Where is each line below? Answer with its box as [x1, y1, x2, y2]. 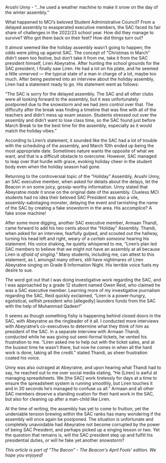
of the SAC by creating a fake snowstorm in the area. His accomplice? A [5, 205, 152, 211]
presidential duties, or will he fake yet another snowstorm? [5, 437, 125, 443]
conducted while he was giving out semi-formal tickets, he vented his [5, 334, 147, 340]
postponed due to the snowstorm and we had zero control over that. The [5, 102, 154, 107]
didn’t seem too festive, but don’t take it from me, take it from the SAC [5, 55, 148, 61]
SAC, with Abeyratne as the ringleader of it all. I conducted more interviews [5, 318, 159, 324]
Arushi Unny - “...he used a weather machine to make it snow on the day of [5, 4, 159, 10]
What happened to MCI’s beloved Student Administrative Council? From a [5, 19, 155, 25]
